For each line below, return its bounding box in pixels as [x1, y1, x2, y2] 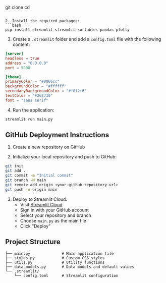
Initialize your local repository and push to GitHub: [12, 154, 117, 160]
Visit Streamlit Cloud [20, 201, 63, 207]
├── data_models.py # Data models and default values [5, 264, 135, 269]
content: [12, 41, 30, 47]
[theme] [5, 74, 22, 80]
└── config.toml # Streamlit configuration [14, 273, 119, 278]
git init [5, 163, 24, 168]
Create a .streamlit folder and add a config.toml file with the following [12, 36, 161, 42]
